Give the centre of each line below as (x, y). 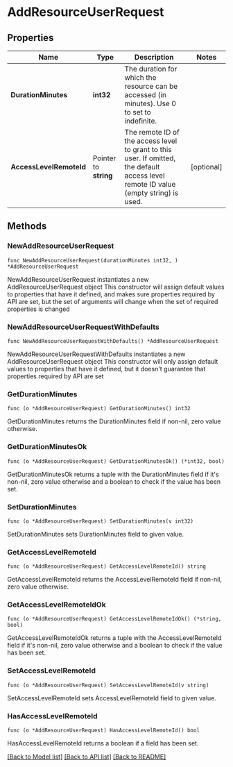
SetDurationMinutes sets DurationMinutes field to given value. (96, 534)
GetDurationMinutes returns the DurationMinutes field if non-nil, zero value (114, 421)
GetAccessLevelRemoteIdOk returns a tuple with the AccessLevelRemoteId (114, 638)
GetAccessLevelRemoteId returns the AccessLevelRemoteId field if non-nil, (114, 580)
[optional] (206, 167)
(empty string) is (152, 193)
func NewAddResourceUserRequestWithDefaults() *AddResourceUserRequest (113, 341)
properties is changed (39, 309)
